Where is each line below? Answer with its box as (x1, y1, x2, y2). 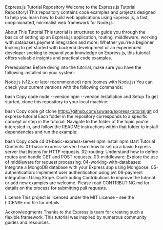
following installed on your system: (5, 70, 75, 75)
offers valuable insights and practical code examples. (5, 55, 112, 60)
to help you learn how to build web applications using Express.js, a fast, (5, 15, 149, 20)
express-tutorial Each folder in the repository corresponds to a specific (5, 114, 148, 119)
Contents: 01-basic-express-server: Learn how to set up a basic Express (5, 144, 151, 149)
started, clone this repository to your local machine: (5, 99, 109, 104)
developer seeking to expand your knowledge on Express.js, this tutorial (5, 50, 150, 56)
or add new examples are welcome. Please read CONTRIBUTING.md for (5, 180, 150, 186)
